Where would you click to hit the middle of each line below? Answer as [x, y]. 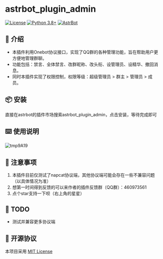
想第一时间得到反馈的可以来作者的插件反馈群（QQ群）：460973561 [79, 187]
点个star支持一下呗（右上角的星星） [48, 194]
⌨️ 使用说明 [22, 131]
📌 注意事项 [21, 162]
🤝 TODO [17, 209]
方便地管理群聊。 [29, 58]
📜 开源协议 [21, 239]
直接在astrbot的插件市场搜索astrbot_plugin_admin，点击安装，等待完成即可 [81, 114]
